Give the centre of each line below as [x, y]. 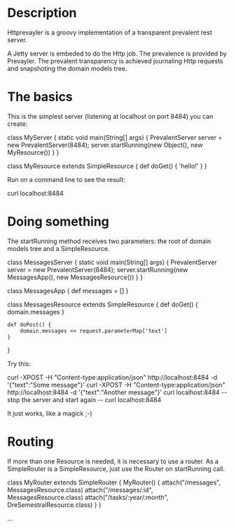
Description [42, 13]
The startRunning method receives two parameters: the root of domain [109, 241]
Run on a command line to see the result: [67, 179]
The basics [40, 97]
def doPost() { [29, 325]
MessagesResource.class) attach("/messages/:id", [80, 489]
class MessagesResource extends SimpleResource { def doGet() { [103, 304]
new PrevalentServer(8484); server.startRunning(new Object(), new [105, 145]
